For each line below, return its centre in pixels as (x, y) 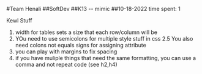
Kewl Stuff (19, 20)
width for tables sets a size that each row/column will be (86, 32)
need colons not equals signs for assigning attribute (81, 45)
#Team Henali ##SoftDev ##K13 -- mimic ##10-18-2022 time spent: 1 (93, 9)
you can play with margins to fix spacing (66, 52)
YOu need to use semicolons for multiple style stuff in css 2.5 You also (104, 39)
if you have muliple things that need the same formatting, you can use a (106, 58)
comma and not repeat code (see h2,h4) (66, 64)
